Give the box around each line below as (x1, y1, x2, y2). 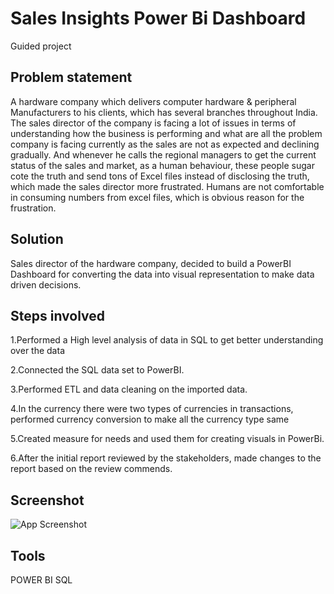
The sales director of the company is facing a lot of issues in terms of (10, 117, 297, 129)
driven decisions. (10, 278, 82, 291)
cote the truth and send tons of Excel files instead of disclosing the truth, (10, 170, 310, 182)
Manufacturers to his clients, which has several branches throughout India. (10, 106, 318, 118)
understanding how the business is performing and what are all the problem (10, 127, 323, 139)
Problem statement (10, 69, 133, 86)
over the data (10, 345, 65, 357)
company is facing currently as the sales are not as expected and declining (10, 138, 320, 150)
